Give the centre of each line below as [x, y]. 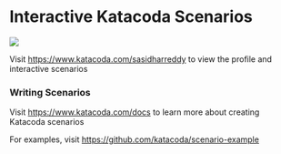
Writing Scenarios [50, 92]
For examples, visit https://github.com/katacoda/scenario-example [134, 139]
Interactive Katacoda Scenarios [131, 17]
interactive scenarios [49, 68]
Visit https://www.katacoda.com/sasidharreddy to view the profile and [141, 59]
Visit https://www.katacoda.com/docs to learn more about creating [135, 112]
